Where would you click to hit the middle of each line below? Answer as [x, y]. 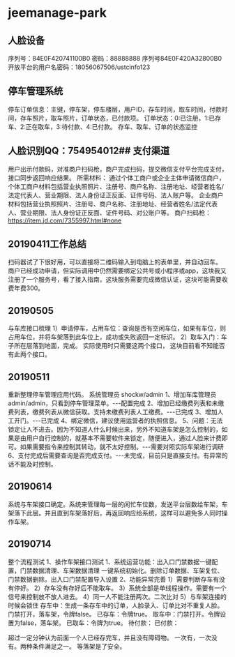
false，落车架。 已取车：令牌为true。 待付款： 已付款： [99, 623]
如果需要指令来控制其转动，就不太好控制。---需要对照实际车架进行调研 [122, 447]
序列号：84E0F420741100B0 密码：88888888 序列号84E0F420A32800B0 [115, 58]
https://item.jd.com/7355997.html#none [65, 220]
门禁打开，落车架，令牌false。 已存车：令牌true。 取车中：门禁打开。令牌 [114, 614]
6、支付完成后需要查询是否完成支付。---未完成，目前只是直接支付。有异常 [115, 455]
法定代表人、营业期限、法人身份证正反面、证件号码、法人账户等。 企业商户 [116, 195]
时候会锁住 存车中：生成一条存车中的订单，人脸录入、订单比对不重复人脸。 [116, 605]
